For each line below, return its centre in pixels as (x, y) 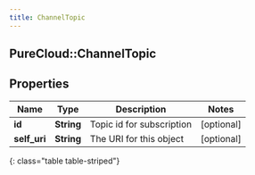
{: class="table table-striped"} (65, 161)
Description (141, 109)
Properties (39, 84)
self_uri (30, 138)
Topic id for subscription (141, 124)
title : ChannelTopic (48, 17)
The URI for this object (137, 138)
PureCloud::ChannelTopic (83, 54)
